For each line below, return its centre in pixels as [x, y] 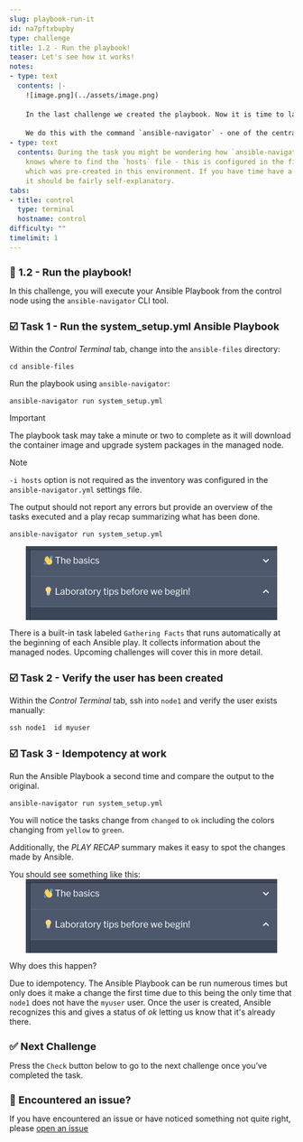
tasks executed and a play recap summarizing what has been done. [135, 517]
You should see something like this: [75, 874]
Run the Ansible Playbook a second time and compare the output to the [142, 775]
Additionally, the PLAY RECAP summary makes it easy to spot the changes [147, 847]
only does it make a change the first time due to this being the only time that [151, 992]
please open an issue [49, 1128]
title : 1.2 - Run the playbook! [70, 48]
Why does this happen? [53, 965]
